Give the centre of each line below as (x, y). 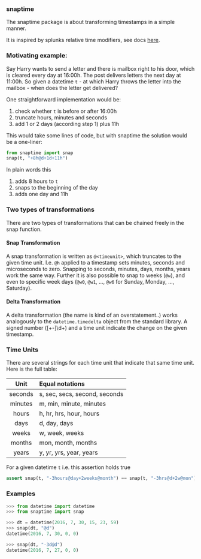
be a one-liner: (25, 142)
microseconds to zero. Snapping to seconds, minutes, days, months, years (98, 269)
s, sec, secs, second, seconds (81, 394)
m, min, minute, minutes (73, 404)
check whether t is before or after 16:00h (66, 111)
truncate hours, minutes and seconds (61, 117)
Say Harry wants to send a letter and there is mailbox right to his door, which (100, 68)
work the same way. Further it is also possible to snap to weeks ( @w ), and (96, 275)
